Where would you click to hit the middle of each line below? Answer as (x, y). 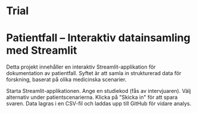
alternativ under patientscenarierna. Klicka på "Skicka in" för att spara (92, 97)
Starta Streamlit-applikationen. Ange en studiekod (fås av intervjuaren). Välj (99, 91)
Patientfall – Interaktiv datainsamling (98, 38)
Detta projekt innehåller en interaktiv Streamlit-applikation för (81, 67)
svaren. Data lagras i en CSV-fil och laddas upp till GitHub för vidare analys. (99, 104)
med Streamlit (42, 51)
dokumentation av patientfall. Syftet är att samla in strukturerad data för (94, 73)
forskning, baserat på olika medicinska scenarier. (66, 80)
